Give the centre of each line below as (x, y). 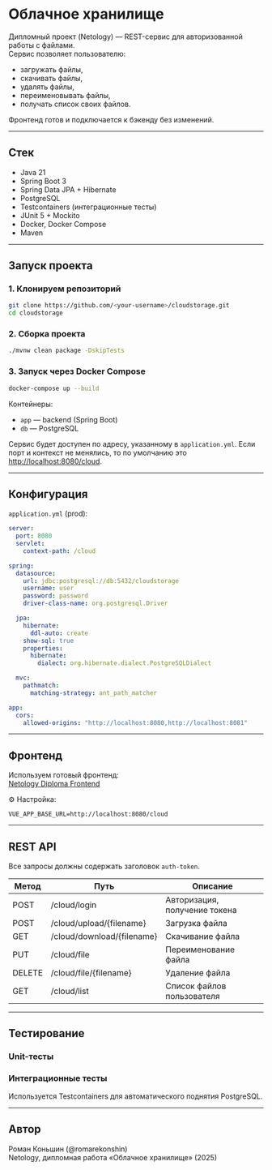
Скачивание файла (203, 936)
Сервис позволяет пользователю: (67, 54)
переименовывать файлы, (65, 95)
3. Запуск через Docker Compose (77, 371)
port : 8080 (34, 536)
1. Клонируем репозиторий (65, 289)
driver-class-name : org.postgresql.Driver (96, 604)
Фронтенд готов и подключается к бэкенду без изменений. (111, 119)
